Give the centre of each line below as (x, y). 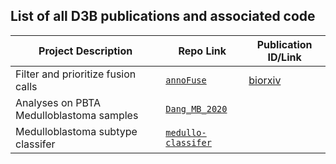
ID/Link (284, 57)
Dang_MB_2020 (196, 108)
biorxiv (265, 80)
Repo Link (202, 51)
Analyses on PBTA (58, 102)
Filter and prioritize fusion (76, 74)
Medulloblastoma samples (77, 115)
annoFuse (186, 80)
